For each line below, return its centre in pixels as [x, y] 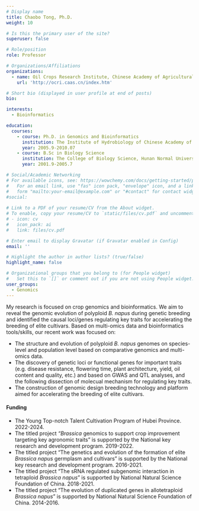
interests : [20, 109]
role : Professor [26, 55]
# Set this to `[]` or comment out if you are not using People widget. [100, 279]
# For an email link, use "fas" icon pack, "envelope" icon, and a [94, 186]
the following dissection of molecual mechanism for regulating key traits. [103, 381]
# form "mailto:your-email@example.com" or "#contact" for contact [94, 191]
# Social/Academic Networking [44, 175]
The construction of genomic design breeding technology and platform [101, 388]
